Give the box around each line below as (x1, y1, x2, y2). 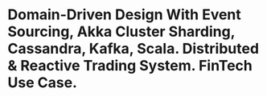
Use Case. (7, 74, 78, 92)
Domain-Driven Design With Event (7, 6, 242, 24)
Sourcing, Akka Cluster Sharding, (7, 22, 235, 41)
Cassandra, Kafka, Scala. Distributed (7, 40, 259, 58)
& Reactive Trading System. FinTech (7, 57, 253, 75)
